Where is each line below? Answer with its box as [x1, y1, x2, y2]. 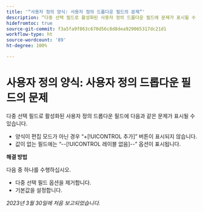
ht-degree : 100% [6, 43, 47, 49]
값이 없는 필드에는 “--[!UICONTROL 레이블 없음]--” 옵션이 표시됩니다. [15, 140, 181, 147]
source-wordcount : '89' [6, 37, 67, 43]
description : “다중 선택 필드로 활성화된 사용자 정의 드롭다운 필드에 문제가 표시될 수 [6, 15, 196, 21]
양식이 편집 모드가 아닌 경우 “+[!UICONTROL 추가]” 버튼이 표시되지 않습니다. [15, 133, 198, 140]
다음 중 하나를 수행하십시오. [6, 166, 72, 173]
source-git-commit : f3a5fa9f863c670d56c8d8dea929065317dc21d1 [6, 25, 167, 32]
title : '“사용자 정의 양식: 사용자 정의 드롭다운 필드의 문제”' [6, 8, 145, 15]
